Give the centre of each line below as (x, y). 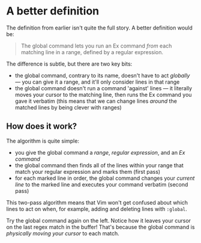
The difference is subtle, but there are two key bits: (69, 64)
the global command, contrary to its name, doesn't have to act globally (102, 75)
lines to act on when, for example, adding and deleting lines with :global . (97, 209)
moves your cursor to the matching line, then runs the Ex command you (103, 94)
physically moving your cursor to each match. (63, 233)
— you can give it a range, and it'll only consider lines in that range (97, 82)
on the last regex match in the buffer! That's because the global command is (100, 227)
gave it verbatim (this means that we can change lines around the (96, 101)
